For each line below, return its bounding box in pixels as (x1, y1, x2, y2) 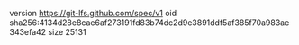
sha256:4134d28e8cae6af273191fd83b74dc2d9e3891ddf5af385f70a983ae (9, 17, 290, 28)
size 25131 (48, 27, 87, 37)
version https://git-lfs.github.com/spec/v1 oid (9, 8, 177, 18)
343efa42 (9, 27, 47, 37)
